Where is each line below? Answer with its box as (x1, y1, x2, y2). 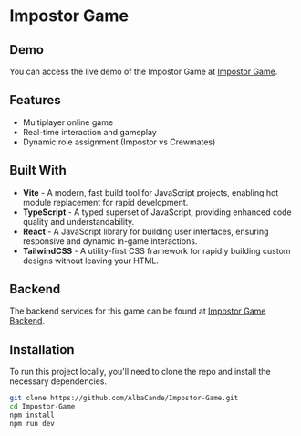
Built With (9, 163, 67, 178)
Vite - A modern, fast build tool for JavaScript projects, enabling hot (22, 186, 279, 197)
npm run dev (9, 419, 55, 428)
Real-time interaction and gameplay (22, 126, 157, 137)
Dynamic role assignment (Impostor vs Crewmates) (22, 136, 216, 147)
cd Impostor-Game (9, 402, 76, 411)
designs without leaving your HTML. (22, 255, 160, 266)
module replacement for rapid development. (22, 197, 189, 207)
